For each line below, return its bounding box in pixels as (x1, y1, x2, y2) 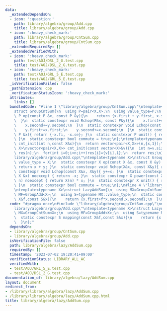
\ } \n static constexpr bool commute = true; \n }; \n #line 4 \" (14, 183, 148, 188)
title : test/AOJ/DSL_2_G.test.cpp (14, 63, 85, 68)
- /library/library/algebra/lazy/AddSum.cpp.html (5, 294, 110, 299)
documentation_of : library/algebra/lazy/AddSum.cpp (5, 275, 114, 280)
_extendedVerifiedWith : (9, 49, 59, 54)
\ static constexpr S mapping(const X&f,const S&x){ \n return (14, 215, 155, 220)
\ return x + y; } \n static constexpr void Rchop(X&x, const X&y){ (14, 164, 159, 169)
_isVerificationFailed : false (9, 81, 72, 86)
